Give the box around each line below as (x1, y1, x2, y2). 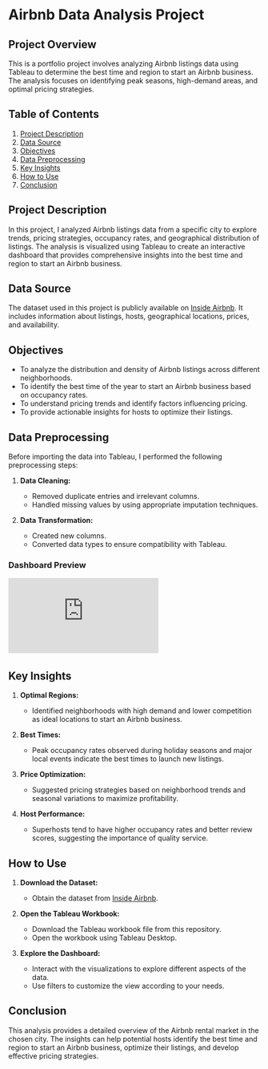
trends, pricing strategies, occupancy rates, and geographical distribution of (8, 233, 260, 242)
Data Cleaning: (19, 476, 71, 486)
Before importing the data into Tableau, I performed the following (8, 451, 222, 462)
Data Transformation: (19, 516, 94, 525)
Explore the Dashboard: (19, 948, 101, 958)
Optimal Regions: (19, 690, 79, 700)
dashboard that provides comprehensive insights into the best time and (8, 250, 243, 260)
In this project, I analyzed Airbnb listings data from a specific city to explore (8, 225, 258, 234)
